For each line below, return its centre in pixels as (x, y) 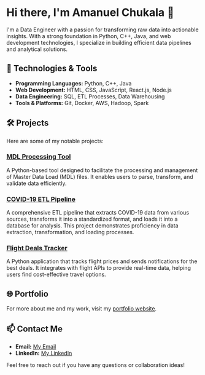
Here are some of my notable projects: (55, 141)
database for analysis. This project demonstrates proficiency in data (93, 226)
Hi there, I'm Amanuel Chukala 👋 (91, 13)
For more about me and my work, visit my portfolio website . (82, 309)
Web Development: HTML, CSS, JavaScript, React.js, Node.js (93, 90)
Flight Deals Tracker (37, 248)
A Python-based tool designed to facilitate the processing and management (102, 170)
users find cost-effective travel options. (56, 274)
